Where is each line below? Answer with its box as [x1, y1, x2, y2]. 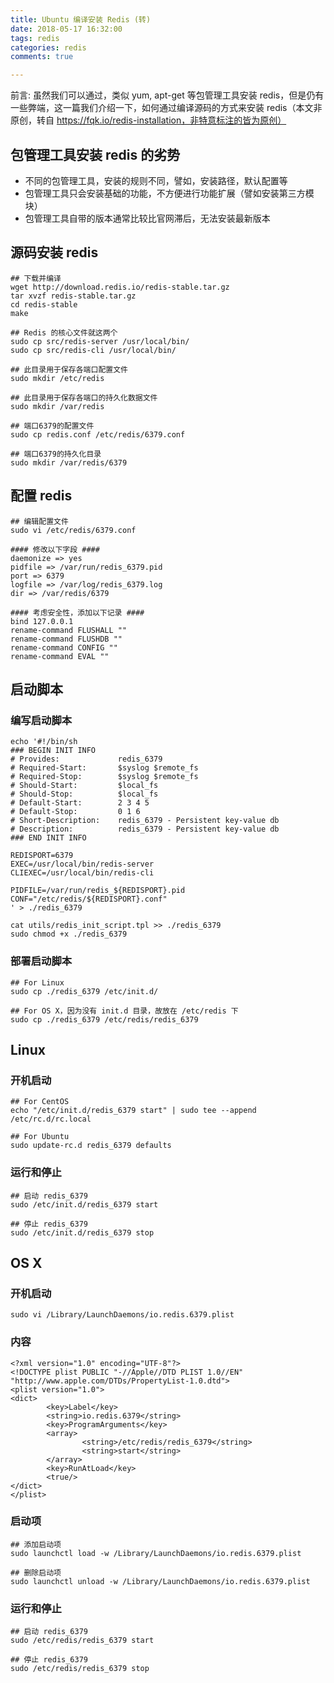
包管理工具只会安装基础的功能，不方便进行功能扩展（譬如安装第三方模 [24, 187, 315, 199]
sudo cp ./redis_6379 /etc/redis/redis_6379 [10, 1014, 199, 1025]
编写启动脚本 [10, 713, 73, 727]
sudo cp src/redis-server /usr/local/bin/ [10, 336, 190, 346]
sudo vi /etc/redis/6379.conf [10, 525, 137, 535]
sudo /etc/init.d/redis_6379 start [10, 1199, 159, 1210]
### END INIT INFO [10, 833, 87, 843]
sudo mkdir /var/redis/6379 [10, 457, 128, 468]
